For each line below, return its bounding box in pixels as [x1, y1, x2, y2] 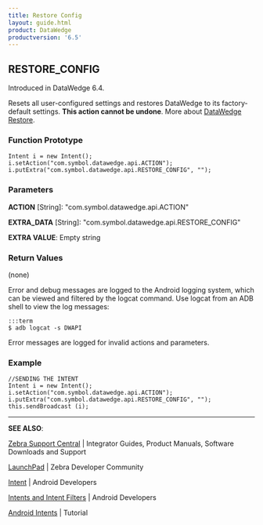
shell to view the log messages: [8, 301, 110, 311]
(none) [8, 270, 30, 279]
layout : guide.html [8, 19, 72, 27]
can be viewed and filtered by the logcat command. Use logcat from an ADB [8, 293, 254, 303]
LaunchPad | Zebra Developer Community [8, 462, 144, 472]
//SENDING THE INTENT [8, 375, 79, 383]
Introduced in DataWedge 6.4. [8, 83, 105, 93]
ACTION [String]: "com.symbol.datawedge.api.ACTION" [8, 202, 189, 212]
